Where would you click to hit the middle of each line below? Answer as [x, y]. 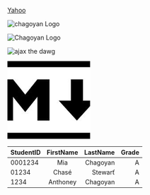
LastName [99, 152]
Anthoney [63, 182]
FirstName [63, 152]
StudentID [25, 152]
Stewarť [103, 172]
